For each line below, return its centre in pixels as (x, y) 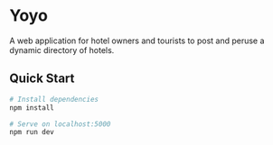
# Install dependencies (54, 99)
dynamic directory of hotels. (62, 50)
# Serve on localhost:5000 (60, 124)
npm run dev (32, 132)
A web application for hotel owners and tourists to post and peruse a (137, 41)
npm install (32, 108)
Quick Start (42, 79)
